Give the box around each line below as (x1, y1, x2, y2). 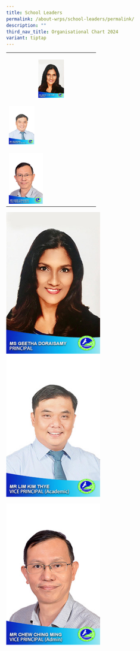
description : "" (6, 22, 46, 28)
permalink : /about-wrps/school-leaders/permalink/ (6, 16, 135, 22)
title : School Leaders (6, 10, 63, 16)
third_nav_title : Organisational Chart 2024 (6, 29, 119, 35)
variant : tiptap (6, 35, 46, 41)
